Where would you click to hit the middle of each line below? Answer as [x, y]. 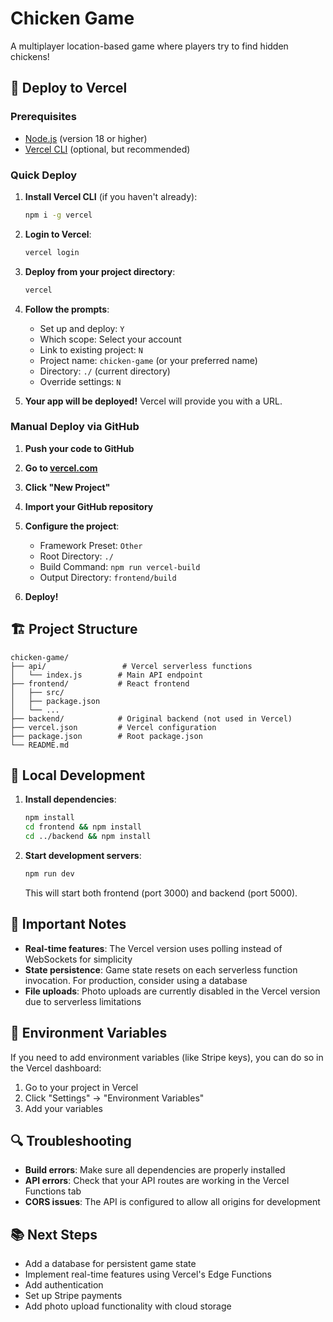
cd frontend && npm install [83, 827]
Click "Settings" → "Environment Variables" [114, 1098]
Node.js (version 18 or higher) [86, 138]
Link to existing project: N [91, 349]
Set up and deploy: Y [82, 328]
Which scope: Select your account [110, 339]
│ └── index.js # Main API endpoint [106, 675]
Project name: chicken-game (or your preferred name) [148, 360]
